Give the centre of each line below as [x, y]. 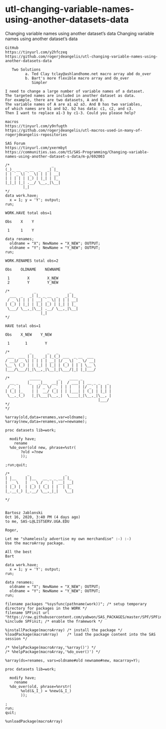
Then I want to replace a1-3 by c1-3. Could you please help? [70, 113]
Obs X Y [20, 221]
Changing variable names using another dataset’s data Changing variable [80, 33]
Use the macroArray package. [35, 543]
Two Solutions [26, 70]
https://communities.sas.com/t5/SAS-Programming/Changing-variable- [77, 152]
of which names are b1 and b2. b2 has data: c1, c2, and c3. [69, 109]
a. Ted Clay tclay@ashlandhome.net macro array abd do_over [88, 74]
